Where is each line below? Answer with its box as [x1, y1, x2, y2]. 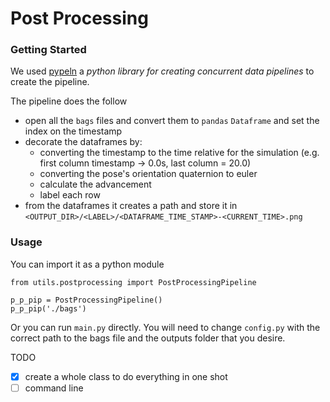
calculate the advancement [39, 178, 152, 191]
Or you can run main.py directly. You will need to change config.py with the [10, 321, 321, 333]
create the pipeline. [10, 76, 90, 88]
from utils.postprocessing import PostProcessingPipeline [10, 277, 257, 287]
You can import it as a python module [10, 258, 165, 270]
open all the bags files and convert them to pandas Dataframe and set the [24, 115, 320, 127]
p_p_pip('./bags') [10, 303, 87, 314]
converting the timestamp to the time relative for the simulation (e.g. [39, 147, 320, 159]
